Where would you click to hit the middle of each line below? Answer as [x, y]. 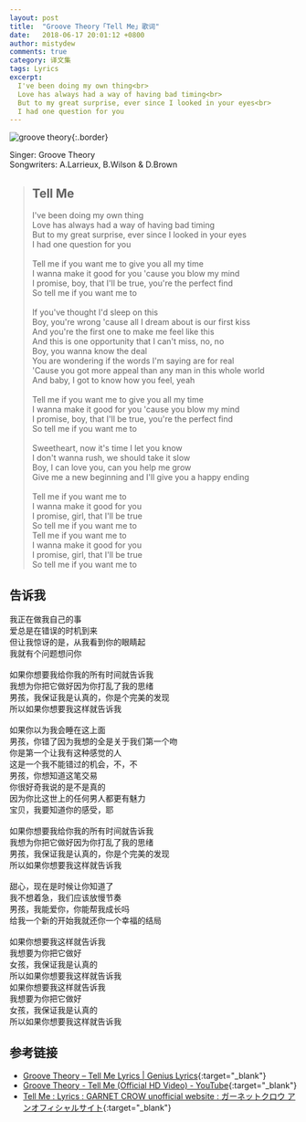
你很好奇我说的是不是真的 [58, 787]
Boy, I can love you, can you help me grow [111, 467]
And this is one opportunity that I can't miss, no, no [128, 341]
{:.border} [90, 137]
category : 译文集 [40, 60]
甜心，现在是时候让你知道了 [62, 886]
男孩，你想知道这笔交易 [53, 775]
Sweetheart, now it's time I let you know [107, 448]
